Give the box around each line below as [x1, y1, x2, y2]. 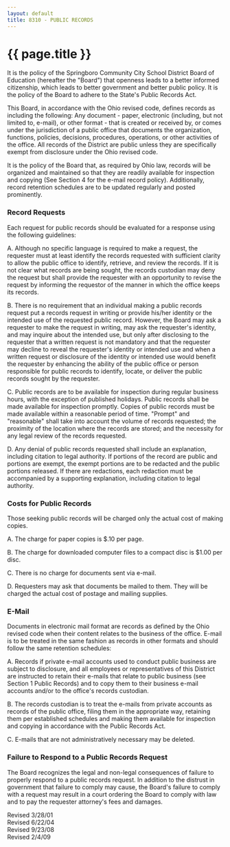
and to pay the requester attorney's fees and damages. [7, 797, 163, 806]
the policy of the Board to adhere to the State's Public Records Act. [7, 91, 197, 99]
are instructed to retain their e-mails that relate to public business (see [7, 672, 206, 680]
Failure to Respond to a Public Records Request [7, 753, 168, 762]
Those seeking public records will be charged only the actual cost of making [7, 514, 223, 523]
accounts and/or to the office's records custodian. [7, 687, 149, 695]
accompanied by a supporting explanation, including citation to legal [7, 474, 200, 482]
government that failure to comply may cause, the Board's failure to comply [7, 782, 221, 791]
